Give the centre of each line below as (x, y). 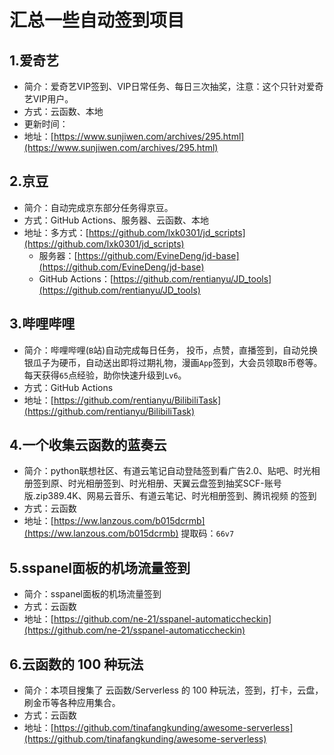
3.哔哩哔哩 (42, 324)
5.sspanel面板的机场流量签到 (100, 567)
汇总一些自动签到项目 (97, 20)
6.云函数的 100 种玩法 (76, 664)
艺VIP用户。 (48, 99)
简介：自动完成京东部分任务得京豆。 (98, 207)
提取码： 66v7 (207, 533)
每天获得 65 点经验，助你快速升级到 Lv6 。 (105, 375)
